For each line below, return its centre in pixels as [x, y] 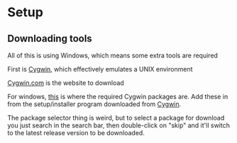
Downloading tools [50, 39]
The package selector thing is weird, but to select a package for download [116, 118]
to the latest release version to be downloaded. [76, 133]
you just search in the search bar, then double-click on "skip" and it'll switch [119, 125]
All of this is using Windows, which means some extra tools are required [113, 55]
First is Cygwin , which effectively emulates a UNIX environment [100, 69]
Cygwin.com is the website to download [66, 83]
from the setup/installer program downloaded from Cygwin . [94, 104]
